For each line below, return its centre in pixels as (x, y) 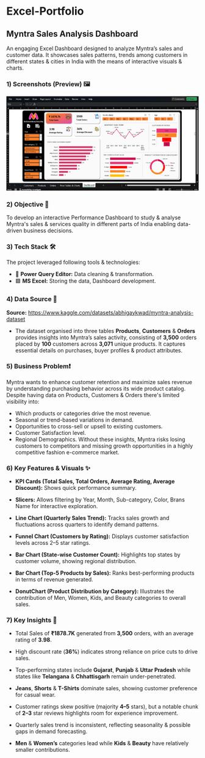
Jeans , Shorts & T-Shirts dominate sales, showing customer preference (106, 688)
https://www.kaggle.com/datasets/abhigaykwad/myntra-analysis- (111, 312)
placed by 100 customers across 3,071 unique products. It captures (100, 344)
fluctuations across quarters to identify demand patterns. (87, 525)
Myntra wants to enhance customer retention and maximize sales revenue (99, 382)
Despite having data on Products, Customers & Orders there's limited (93, 395)
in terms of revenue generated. (54, 580)
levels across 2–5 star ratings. (52, 543)
